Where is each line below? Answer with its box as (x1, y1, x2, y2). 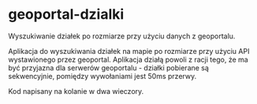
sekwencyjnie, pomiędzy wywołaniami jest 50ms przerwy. (8, 71, 197, 81)
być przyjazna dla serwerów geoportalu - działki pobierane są (8, 63, 209, 72)
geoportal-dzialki (8, 5, 125, 23)
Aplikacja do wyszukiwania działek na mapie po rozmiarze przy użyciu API (8, 46, 250, 56)
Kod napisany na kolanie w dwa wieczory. (8, 86, 144, 95)
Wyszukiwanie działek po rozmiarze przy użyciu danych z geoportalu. (8, 31, 236, 41)
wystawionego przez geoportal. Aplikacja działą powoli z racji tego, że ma (8, 55, 248, 64)
